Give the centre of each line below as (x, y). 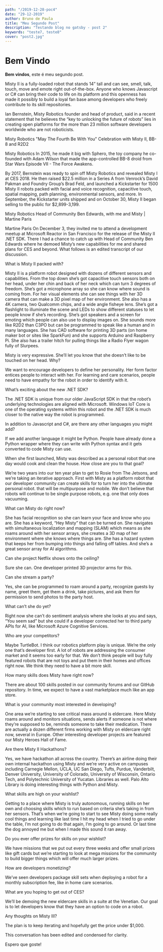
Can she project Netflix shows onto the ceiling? (52, 558)
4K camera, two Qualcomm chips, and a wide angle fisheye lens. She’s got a (81, 304)
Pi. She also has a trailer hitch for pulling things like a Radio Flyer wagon (77, 340)
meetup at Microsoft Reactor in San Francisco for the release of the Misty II (80, 233)
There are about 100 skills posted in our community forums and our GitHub (80, 685)
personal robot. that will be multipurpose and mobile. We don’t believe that (80, 488)
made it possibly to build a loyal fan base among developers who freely (76, 99)
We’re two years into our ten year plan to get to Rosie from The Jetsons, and (81, 473)
